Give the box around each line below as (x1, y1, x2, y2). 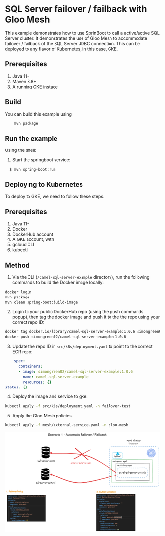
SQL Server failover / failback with (5, 3, 147, 15)
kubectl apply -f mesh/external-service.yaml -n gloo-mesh (5, 423, 129, 428)
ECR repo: (12, 349, 33, 355)
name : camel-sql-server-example (23, 374, 89, 379)
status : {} (5, 385, 27, 389)
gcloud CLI (12, 242, 34, 247)
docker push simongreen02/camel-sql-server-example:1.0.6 (5, 334, 126, 340)
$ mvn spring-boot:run (9, 167, 56, 172)
